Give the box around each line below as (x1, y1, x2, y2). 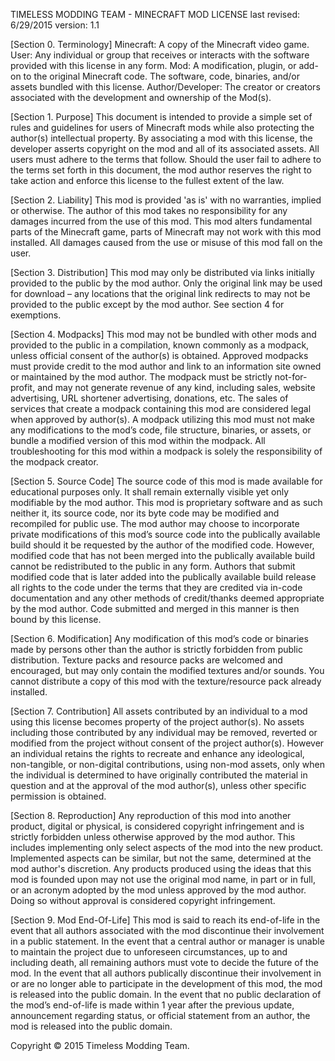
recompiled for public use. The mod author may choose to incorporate (10, 518, 300, 529)
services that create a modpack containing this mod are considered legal (10, 403, 312, 414)
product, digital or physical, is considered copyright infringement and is (10, 820, 305, 832)
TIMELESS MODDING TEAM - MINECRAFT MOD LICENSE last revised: (10, 9, 301, 20)
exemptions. (10, 309, 62, 321)
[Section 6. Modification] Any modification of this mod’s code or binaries (10, 633, 309, 644)
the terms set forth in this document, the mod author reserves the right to (10, 164, 312, 176)
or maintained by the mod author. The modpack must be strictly (10, 371, 273, 383)
